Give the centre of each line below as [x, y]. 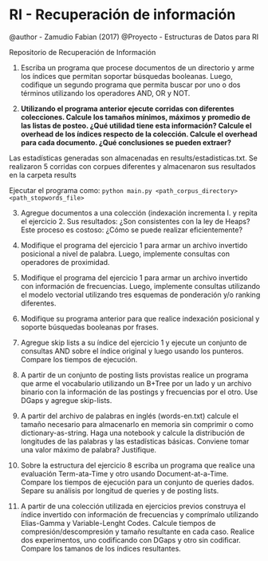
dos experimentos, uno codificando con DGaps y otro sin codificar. [131, 539]
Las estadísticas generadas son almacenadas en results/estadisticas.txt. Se [134, 158]
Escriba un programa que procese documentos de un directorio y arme [137, 67]
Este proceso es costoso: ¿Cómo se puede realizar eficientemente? [131, 230]
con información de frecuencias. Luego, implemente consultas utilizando [140, 286]
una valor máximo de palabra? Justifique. [89, 449]
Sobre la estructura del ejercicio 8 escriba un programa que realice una [138, 465]
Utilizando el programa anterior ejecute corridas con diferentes [127, 109]
